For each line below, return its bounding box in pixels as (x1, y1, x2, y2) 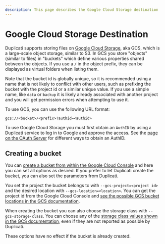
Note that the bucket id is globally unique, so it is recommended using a (5, 75, 152, 82)
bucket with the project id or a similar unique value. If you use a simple (5, 86, 149, 92)
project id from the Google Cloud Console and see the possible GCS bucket (5, 193, 160, 199)
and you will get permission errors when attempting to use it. (5, 97, 129, 102)
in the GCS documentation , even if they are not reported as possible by (5, 218, 150, 224)
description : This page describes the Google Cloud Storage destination (5, 7, 159, 12)
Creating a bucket (5, 149, 61, 157)
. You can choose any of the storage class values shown (43, 213, 158, 219)
